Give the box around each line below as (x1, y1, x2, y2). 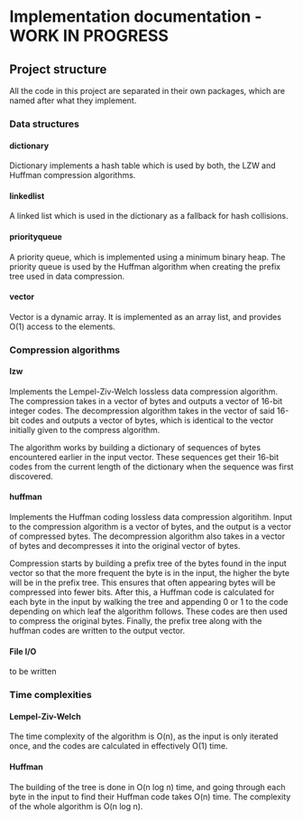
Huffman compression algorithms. (9, 170, 136, 181)
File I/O (9, 646, 37, 656)
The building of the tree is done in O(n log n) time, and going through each (9, 781, 286, 792)
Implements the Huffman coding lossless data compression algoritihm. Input (9, 512, 293, 523)
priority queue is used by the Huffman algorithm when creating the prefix (9, 260, 281, 272)
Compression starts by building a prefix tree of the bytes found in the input (9, 558, 287, 569)
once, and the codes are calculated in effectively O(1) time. (9, 741, 228, 751)
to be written (9, 666, 57, 677)
